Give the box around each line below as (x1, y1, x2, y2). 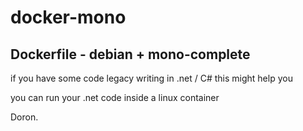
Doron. (10, 111, 39, 123)
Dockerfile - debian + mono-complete (10, 46, 251, 63)
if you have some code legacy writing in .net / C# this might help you (10, 72, 293, 84)
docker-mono (10, 6, 127, 29)
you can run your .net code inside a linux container (10, 92, 220, 103)
